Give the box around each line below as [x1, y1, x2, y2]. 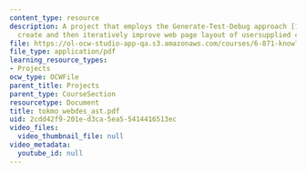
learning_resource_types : [9, 56, 107, 65]
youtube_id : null [17, 148, 84, 157]
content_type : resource [9, 13, 100, 23]
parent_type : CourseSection [9, 89, 117, 98]
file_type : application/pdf [9, 47, 117, 56]
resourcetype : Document [9, 97, 100, 107]
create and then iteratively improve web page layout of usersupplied [17, 30, 291, 39]
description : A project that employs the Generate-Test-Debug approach [9, 22, 287, 31]
